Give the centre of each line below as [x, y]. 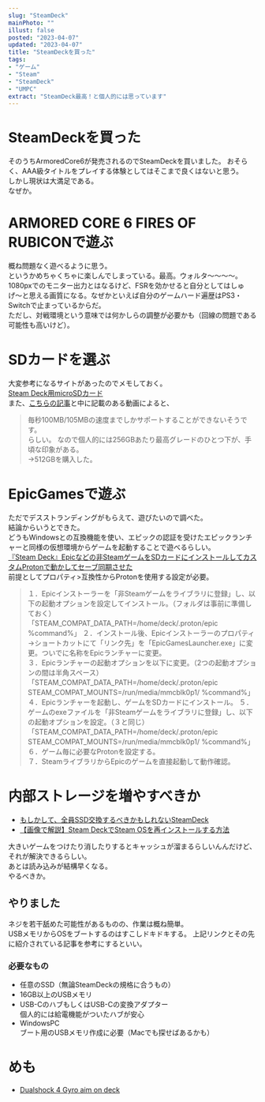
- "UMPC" [22, 89]
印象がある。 [62, 449]
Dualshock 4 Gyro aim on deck [70, 1089]
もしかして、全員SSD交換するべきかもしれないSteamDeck [114, 819]
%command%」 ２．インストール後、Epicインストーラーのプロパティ [141, 633]
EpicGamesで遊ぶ [67, 494]
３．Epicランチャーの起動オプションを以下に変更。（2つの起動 [128, 663]
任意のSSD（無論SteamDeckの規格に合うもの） [97, 985]
